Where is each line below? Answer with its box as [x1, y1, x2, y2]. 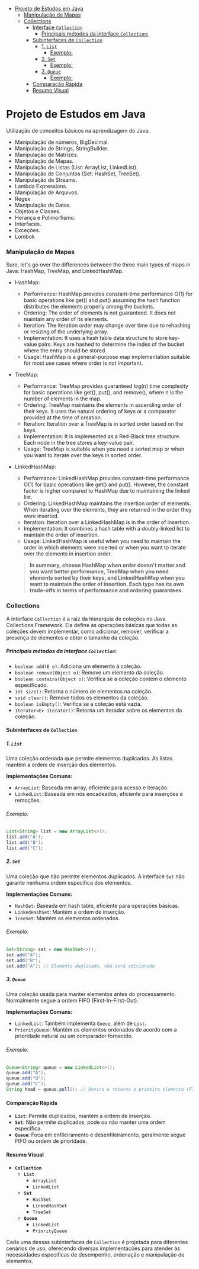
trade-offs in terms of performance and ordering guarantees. [29, 587, 184, 594]
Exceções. [14, 226, 40, 233]
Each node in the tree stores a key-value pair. [23, 439, 134, 446]
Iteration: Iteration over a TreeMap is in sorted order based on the [23, 420, 184, 428]
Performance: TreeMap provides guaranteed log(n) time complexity [23, 383, 188, 390]
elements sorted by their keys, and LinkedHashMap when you [29, 574, 185, 582]
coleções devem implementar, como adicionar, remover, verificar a [6, 628, 169, 635]
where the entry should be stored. [23, 347, 107, 354]
